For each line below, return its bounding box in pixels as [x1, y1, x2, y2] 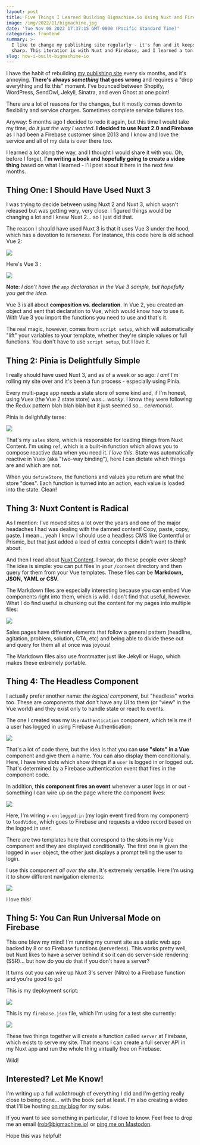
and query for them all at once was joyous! [6, 641, 111, 649]
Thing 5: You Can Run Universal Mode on [6, 913, 161, 923]
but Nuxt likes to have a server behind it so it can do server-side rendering [6, 951, 189, 958]
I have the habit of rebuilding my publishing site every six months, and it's [6, 69, 186, 76]
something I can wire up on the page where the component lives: [6, 789, 165, 796]
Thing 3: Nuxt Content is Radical [6, 503, 129, 514]
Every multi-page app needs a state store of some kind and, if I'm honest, [6, 389, 187, 397]
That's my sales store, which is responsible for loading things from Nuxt [6, 437, 183, 444]
